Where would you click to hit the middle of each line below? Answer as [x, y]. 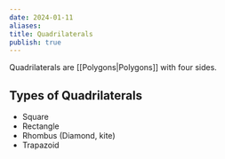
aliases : [25, 26]
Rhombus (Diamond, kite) [68, 136]
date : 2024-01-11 [41, 17]
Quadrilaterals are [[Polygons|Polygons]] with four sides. [113, 68]
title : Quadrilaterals [51, 34]
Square [35, 117]
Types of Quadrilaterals [76, 95]
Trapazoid [40, 145]
